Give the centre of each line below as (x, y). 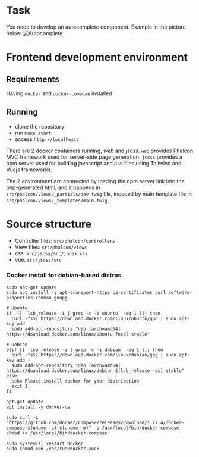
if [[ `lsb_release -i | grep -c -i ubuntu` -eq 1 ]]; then (83, 313)
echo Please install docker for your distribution (75, 381)
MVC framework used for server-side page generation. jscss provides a (94, 157)
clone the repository (40, 126)
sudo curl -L (22, 417)
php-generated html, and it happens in (53, 187)
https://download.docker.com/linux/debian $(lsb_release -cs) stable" (95, 370)
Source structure (49, 224)
